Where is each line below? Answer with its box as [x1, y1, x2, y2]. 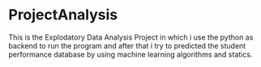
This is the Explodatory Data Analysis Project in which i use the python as [8, 32, 254, 42]
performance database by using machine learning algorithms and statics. [8, 49, 253, 59]
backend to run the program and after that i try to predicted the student [8, 40, 246, 50]
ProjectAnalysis [8, 6, 118, 24]
